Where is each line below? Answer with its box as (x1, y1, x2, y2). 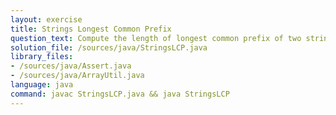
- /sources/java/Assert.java (10, 61, 132, 71)
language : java (10, 80, 74, 90)
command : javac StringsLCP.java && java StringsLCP (10, 89, 230, 99)
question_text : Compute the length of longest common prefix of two (10, 33, 302, 43)
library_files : (10, 52, 74, 62)
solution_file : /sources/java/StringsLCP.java (10, 42, 208, 53)
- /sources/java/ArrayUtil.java (10, 71, 145, 81)
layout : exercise (10, 14, 83, 25)
